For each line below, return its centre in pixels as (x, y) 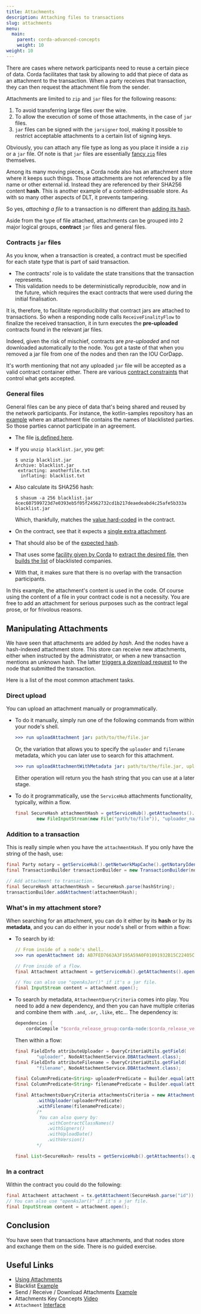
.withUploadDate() (70, 1134)
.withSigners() (66, 1129)
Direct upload (26, 696)
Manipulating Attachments (57, 628)
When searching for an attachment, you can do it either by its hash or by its (99, 921)
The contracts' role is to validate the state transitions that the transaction (104, 273)
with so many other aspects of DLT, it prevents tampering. (77, 197)
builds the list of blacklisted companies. (63, 561)
